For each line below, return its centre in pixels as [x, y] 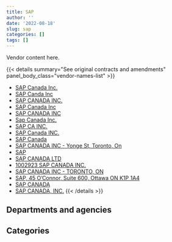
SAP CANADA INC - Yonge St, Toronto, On [68, 146]
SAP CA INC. [31, 126]
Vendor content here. [33, 57]
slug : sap [19, 29]
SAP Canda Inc [34, 94]
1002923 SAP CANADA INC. [51, 165]
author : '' [20, 18]
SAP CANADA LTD [38, 158]
